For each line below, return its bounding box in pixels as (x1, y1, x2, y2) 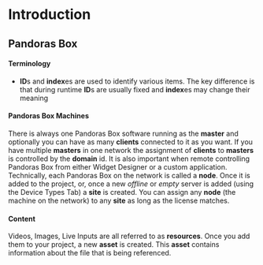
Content (8, 214, 35, 223)
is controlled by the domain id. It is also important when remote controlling (8, 154, 250, 163)
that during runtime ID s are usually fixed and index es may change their (19, 84, 250, 94)
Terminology (8, 59, 51, 69)
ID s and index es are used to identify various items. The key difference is (19, 77, 255, 86)
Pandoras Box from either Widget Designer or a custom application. (8, 162, 228, 171)
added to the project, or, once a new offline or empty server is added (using (8, 179, 254, 188)
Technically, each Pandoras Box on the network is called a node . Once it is (8, 170, 250, 180)
